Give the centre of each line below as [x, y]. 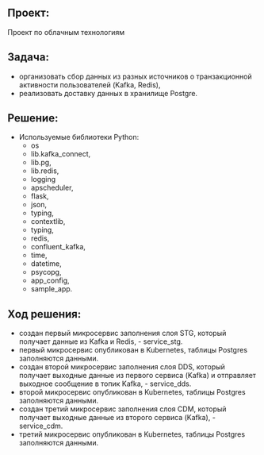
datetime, [46, 264]
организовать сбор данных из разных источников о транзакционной [135, 76]
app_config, [50, 280]
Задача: [28, 58]
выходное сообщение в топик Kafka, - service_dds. [105, 384]
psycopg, [46, 272]
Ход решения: [44, 314]
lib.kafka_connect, [61, 154]
